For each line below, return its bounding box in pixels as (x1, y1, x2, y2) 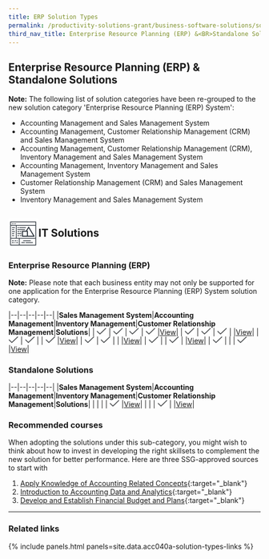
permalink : (8, 21, 45, 30)
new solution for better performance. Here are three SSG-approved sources (8, 455, 259, 464)
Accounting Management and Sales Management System (19, 119, 210, 128)
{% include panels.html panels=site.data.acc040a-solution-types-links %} (8, 541, 254, 551)
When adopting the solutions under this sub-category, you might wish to (8, 437, 247, 448)
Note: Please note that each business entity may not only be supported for (8, 277, 255, 288)
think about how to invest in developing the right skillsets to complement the (8, 446, 260, 456)
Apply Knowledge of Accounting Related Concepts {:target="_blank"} (19, 479, 248, 489)
